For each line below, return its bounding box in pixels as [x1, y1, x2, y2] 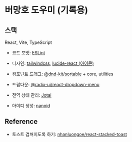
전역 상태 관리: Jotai [11, 92, 52, 98]
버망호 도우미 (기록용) [4, 4, 88, 16]
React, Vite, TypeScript [4, 39, 52, 45]
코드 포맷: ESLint [11, 50, 45, 55]
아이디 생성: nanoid [11, 103, 50, 109]
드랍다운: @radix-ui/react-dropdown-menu [11, 82, 99, 87]
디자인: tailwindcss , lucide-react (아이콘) [11, 60, 94, 66]
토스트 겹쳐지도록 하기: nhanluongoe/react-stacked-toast [11, 131, 127, 137]
